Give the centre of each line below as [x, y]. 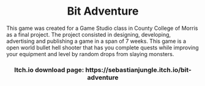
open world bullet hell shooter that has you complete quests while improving [102, 48]
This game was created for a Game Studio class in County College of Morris [102, 28]
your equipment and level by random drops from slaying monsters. [90, 54]
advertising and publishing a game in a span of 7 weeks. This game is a [96, 41]
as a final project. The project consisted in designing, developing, [89, 34]
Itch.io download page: [49, 70]
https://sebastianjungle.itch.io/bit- [138, 70]
